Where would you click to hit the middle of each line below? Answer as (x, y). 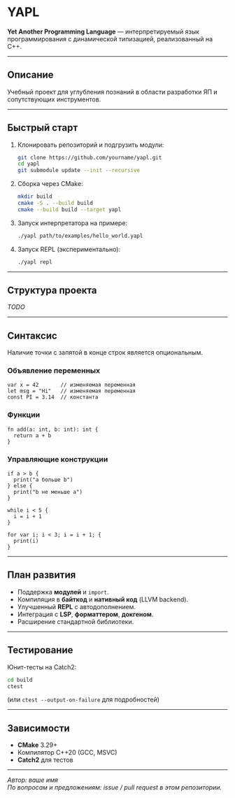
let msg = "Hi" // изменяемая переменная (72, 391)
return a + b (33, 435)
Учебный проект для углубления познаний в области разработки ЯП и (113, 92)
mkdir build (35, 197)
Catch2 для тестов (45, 760)
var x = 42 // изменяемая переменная (72, 385)
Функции (24, 415)
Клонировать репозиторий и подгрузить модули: (91, 145)
